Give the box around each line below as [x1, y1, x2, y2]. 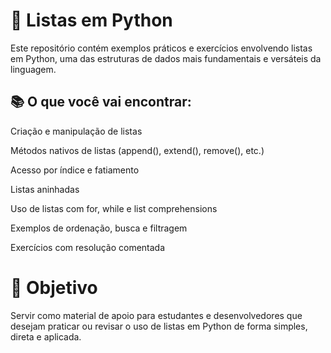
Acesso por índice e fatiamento [10, 164, 140, 176]
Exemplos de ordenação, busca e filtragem [10, 222, 188, 234]
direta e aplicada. [10, 330, 82, 343]
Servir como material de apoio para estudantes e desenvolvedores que [10, 309, 303, 321]
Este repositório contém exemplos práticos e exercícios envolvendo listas [10, 42, 313, 54]
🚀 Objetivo [10, 276, 98, 299]
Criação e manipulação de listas [10, 125, 143, 137]
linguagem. [10, 63, 57, 75]
